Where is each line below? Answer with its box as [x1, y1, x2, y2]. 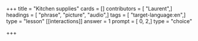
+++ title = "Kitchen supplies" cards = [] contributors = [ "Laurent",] [6, 5, 173, 12]
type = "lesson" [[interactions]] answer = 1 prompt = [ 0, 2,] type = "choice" [6, 18, 193, 24]
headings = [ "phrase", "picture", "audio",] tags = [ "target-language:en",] [6, 11, 186, 18]
